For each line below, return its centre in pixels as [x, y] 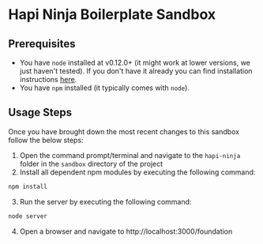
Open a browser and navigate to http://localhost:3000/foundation [126, 231]
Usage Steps [40, 113]
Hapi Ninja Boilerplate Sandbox [112, 15]
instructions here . [48, 79]
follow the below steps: [46, 140]
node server [28, 216]
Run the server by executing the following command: [105, 201]
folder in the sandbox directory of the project [91, 163]
